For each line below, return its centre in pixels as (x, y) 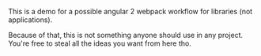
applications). (30, 20)
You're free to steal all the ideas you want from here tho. (100, 43)
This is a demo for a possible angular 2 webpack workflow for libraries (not (130, 11)
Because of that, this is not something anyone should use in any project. (126, 35)
